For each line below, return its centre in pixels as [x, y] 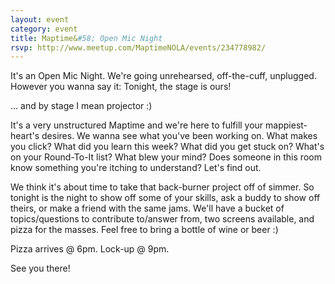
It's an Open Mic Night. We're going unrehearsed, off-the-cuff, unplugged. [163, 76]
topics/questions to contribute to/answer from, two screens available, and [162, 219]
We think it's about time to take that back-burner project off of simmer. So [162, 187]
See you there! [40, 268]
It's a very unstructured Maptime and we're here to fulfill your [137, 125]
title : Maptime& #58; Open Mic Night [86, 38]
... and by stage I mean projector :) [81, 106]
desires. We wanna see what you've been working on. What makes [179, 136]
